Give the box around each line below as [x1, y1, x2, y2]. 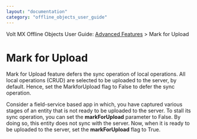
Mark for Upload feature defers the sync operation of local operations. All [6, 70, 186, 77]
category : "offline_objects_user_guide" [6, 14, 108, 20]
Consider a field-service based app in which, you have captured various [6, 101, 183, 108]
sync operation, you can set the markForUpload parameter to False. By [6, 114, 181, 121]
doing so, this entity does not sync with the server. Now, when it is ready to [6, 119, 190, 127]
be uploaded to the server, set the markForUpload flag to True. [6, 126, 161, 133]
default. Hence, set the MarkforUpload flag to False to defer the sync [6, 83, 175, 90]
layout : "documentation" [6, 8, 68, 15]
